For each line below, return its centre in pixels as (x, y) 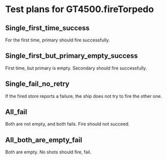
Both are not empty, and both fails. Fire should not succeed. (67, 124)
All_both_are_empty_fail (44, 140)
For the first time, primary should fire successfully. (58, 40)
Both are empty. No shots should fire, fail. (48, 152)
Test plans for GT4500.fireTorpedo (79, 9)
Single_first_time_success (47, 28)
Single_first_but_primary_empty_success (72, 56)
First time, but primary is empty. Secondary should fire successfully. (76, 68)
